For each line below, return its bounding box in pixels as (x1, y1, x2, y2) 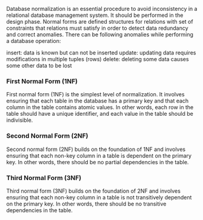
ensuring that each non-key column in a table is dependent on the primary (6, 152, 192, 159)
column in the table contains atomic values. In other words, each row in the (6, 104, 194, 111)
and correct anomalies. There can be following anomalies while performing (6, 31, 194, 38)
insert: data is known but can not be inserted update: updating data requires (6, 49, 196, 56)
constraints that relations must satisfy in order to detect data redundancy (6, 24, 189, 32)
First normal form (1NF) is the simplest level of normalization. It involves (6, 91, 185, 98)
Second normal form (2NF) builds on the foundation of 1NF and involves (6, 145, 186, 153)
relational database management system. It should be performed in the (6, 12, 184, 19)
